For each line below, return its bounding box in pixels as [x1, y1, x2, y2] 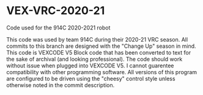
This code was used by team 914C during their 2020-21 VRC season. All [6, 36, 188, 43]
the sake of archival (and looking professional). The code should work [6, 55, 183, 63]
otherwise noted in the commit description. [6, 81, 115, 89]
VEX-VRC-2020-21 [6, 4, 105, 18]
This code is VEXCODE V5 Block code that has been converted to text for [6, 48, 191, 56]
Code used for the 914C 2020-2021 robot [6, 24, 111, 31]
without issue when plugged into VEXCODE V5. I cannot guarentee [6, 62, 174, 69]
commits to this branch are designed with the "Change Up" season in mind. [6, 42, 197, 50]
